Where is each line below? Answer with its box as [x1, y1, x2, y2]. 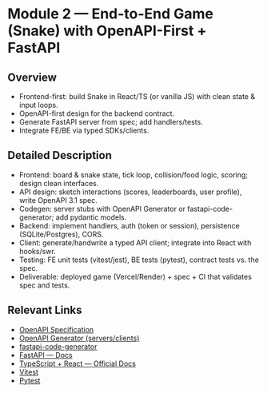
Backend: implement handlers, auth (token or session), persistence [18, 220, 241, 230]
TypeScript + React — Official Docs [18, 359, 137, 368]
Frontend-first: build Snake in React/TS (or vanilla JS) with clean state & [18, 92, 256, 101]
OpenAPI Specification [18, 324, 94, 334]
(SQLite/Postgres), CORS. [18, 229, 104, 239]
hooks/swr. [18, 246, 57, 256]
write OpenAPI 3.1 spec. [18, 195, 98, 204]
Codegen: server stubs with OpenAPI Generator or [18, 204, 185, 213]
